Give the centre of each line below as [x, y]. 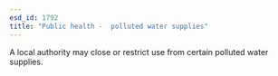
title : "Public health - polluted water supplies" [109, 26]
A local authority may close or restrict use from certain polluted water [139, 52]
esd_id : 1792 [34, 18]
